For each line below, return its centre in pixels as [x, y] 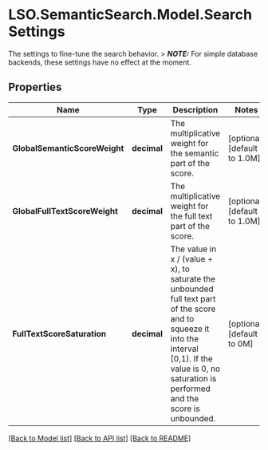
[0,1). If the [191, 358]
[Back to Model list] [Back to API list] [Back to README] [100, 438]
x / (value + [191, 259]
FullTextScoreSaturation [59, 334]
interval [185, 349]
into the [185, 338]
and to [182, 318]
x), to [180, 269]
